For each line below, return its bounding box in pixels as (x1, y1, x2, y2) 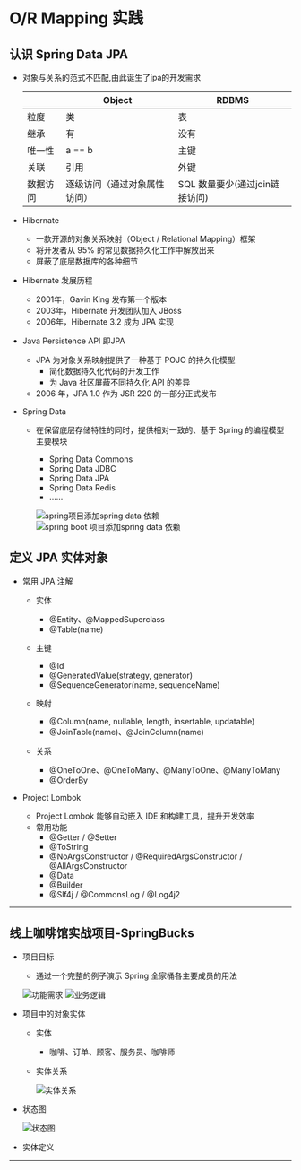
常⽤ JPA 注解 (21, 576, 73, 586)
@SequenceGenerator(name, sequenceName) (48, 679, 221, 690)
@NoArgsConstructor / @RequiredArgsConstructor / (48, 851, 244, 862)
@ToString (48, 841, 89, 852)
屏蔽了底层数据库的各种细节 (35, 256, 139, 266)
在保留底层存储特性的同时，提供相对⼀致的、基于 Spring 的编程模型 (35, 425, 285, 435)
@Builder (48, 880, 83, 890)
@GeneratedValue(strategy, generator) (48, 670, 193, 680)
